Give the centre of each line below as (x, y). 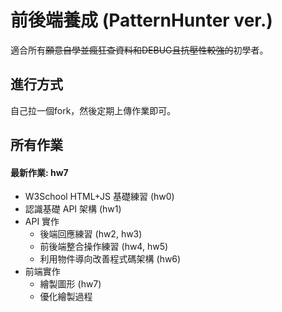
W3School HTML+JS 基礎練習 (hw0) (99, 197)
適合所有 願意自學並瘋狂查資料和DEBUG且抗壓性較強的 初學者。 (139, 50)
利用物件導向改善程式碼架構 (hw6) (110, 259)
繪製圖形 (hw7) (70, 284)
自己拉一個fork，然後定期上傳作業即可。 (93, 110)
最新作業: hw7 (39, 172)
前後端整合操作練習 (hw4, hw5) (104, 247)
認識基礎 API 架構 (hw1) (73, 209)
